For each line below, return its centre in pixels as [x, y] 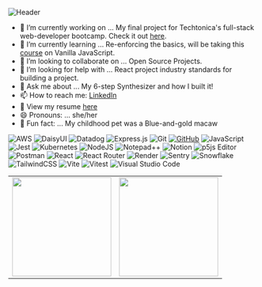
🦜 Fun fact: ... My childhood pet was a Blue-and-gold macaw [119, 123]
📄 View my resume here [59, 106]
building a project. [49, 78]
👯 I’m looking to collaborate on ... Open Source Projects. [111, 61]
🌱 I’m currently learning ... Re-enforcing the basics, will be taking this [132, 44]
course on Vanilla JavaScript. [67, 53]
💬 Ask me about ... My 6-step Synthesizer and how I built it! [116, 86]
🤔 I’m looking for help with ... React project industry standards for [125, 70]
